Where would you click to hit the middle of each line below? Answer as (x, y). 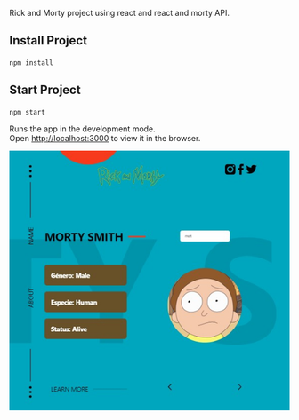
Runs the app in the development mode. (82, 129)
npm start (28, 112)
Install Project (48, 40)
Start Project (45, 90)
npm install (31, 63)
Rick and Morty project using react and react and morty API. (119, 13)
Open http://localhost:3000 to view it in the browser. (105, 138)
